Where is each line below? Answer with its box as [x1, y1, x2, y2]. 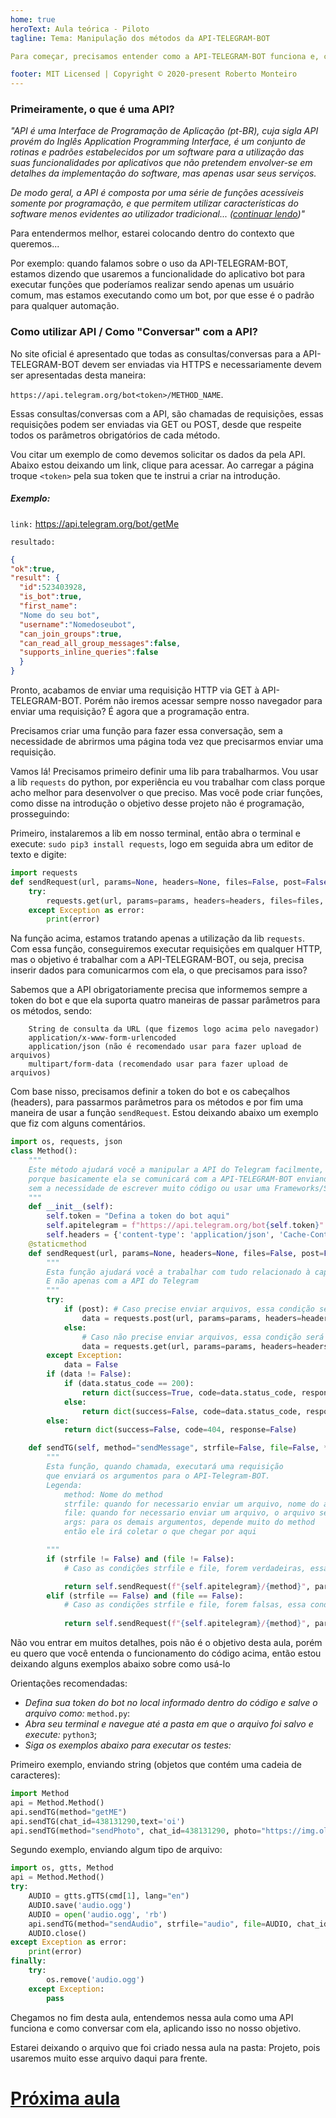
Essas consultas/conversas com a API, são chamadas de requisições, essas [10, 407, 324, 420]
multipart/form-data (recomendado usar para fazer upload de [28, 1059, 288, 1070]
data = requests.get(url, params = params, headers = [81, 1341, 298, 1351]
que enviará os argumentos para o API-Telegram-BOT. [46, 1471, 271, 1481]
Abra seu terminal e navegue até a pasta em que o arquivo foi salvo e [24, 1718, 314, 1730]
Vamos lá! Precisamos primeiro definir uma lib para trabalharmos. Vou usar [10, 766, 319, 778]
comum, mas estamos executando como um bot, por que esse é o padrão [10, 289, 315, 301]
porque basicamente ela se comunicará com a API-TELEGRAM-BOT [28, 1174, 293, 1184]
